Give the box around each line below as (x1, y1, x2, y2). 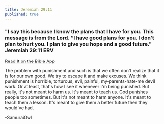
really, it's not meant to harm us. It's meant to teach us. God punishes (5, 89, 148, 95)
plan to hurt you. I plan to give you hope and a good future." (5, 41, 152, 48)
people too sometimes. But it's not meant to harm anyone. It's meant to (5, 94, 151, 100)
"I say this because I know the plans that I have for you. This (5, 28, 154, 35)
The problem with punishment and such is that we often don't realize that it (5, 67, 160, 73)
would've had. (5, 105, 34, 111)
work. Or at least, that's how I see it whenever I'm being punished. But (5, 83, 150, 89)
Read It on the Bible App (5, 58, 55, 64)
